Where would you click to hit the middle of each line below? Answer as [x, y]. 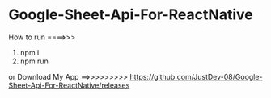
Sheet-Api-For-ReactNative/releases [69, 85]
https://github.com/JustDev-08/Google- [196, 76]
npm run [34, 61]
